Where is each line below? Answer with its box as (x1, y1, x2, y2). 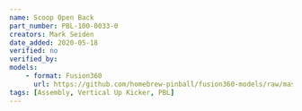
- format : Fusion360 (25, 72, 102, 81)
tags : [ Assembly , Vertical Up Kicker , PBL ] (9, 88, 175, 97)
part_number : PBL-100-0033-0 (9, 21, 119, 30)
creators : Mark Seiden (9, 30, 94, 38)
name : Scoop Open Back (9, 13, 94, 22)
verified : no (9, 47, 58, 55)
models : (9, 64, 39, 73)
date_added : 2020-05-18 (9, 38, 99, 47)
